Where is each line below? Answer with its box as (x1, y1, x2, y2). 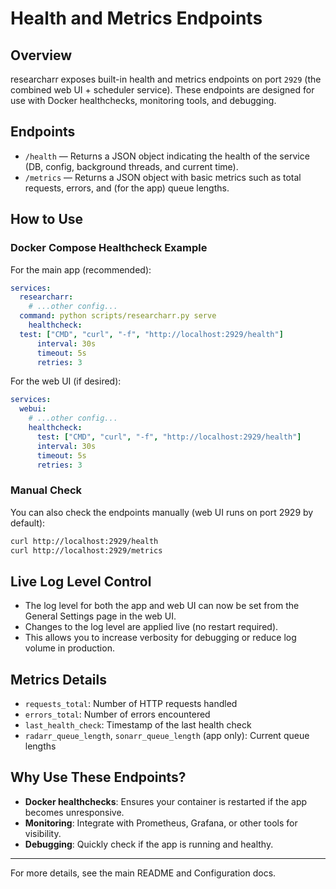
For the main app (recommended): (10, 263, 152, 276)
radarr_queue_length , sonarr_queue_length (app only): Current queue (24, 730, 310, 742)
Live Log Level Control (10, 573, 152, 590)
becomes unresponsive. (24, 806, 125, 818)
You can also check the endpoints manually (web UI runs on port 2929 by (10, 506, 314, 518)
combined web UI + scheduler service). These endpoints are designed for (10, 84, 315, 96)
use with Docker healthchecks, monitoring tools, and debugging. (10, 95, 277, 106)
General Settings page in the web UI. (24, 610, 177, 622)
